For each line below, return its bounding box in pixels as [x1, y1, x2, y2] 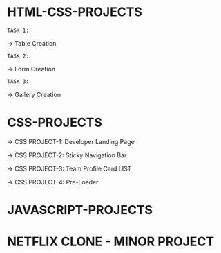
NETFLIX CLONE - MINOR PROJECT [7, 234, 215, 250]
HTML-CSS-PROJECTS [7, 4, 143, 20]
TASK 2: [7, 53, 30, 60]
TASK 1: [7, 27, 30, 34]
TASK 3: [7, 78, 30, 85]
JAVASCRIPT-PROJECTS [7, 202, 153, 218]
